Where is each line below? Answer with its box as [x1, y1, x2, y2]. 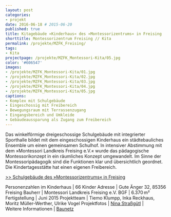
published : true [5, 27, 40, 32]
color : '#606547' [5, 60, 43, 65]
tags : [5, 46, 17, 51]
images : [5, 65, 22, 70]
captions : [5, 93, 27, 98]
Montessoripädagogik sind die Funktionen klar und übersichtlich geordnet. [5, 159, 163, 165]
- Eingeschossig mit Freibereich [5, 103, 77, 108]
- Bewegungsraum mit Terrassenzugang [5, 108, 86, 113]
